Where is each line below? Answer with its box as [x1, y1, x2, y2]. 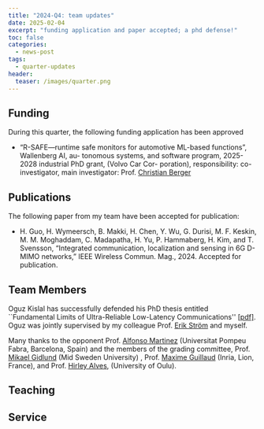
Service [8, 410, 47, 423]
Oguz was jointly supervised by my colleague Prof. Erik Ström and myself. [8, 320, 248, 330]
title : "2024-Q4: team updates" [8, 11, 114, 20]
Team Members [8, 283, 87, 296]
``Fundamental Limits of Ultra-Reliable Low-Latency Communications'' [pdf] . [8, 312, 256, 321]
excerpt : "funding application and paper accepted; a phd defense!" [8, 26, 238, 34]
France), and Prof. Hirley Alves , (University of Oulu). [8, 361, 177, 370]
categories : [8, 41, 47, 49]
